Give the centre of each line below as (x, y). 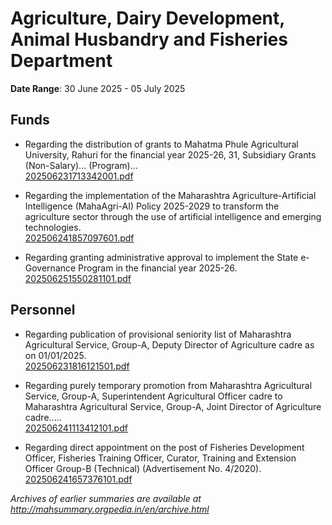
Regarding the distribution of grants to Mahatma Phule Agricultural (161, 144)
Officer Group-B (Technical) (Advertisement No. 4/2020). (143, 468)
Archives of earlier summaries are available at (106, 498)
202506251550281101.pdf (78, 278)
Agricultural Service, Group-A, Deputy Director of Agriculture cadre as (169, 344)
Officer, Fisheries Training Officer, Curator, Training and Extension (160, 458)
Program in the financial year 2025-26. (158, 268)
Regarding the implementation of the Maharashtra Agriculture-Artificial (170, 195)
